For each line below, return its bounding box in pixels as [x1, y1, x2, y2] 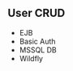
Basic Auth [19, 36, 56, 46]
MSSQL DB [19, 44, 58, 55]
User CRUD [7, 6, 66, 20]
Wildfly [19, 53, 44, 63]
